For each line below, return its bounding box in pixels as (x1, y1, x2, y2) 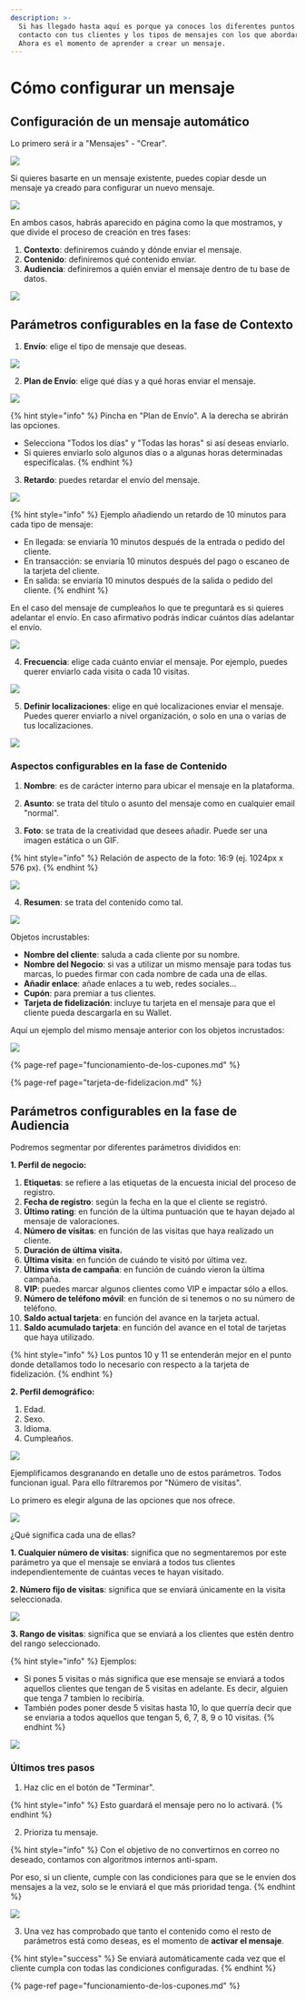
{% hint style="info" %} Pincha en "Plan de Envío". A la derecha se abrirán (10, 410, 289, 421)
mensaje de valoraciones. (23, 1216, 121, 1227)
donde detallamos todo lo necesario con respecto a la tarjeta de (10, 1359, 250, 1370)
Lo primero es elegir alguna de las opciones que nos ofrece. (10, 1495, 235, 1506)
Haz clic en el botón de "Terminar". (23, 1782, 155, 1793)
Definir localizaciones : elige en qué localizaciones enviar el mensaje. (23, 701, 284, 712)
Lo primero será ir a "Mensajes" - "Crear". (10, 138, 167, 149)
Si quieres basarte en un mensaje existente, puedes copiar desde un (10, 173, 267, 184)
